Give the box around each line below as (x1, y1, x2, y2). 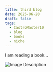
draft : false (5, 16, 31, 21)
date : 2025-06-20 (5, 12, 40, 17)
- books (9, 35, 25, 39)
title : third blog (5, 7, 42, 12)
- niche (9, 39, 25, 44)
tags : (5, 20, 16, 26)
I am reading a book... (5, 52, 48, 58)
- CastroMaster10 (9, 25, 44, 30)
